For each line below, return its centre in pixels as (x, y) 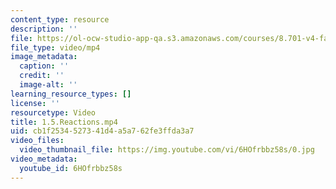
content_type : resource (60, 19)
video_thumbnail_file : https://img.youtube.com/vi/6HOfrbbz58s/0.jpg (167, 150)
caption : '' (44, 66)
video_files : (37, 141)
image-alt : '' (48, 85)
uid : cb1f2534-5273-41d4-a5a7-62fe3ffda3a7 (102, 131)
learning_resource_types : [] (71, 94)
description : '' (44, 29)
